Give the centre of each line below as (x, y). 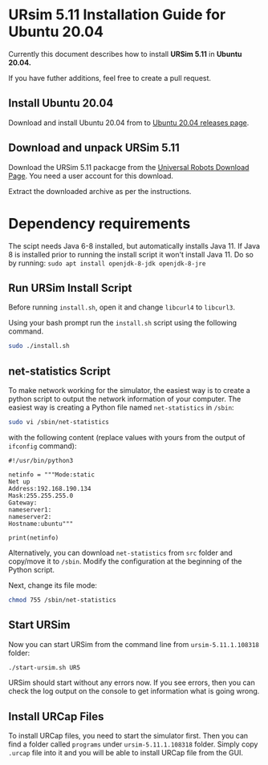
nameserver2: (30, 516)
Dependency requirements (99, 223)
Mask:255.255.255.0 (41, 496)
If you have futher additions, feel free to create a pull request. (110, 78)
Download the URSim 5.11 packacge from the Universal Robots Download (129, 167)
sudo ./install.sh (39, 346)
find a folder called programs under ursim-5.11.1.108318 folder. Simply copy (133, 744)
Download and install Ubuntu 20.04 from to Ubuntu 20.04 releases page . (129, 123)
